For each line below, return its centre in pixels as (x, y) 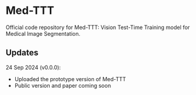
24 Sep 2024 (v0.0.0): (33, 67)
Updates (22, 53)
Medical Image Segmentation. (43, 33)
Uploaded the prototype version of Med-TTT (70, 79)
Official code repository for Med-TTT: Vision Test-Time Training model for (98, 27)
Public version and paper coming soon (63, 85)
